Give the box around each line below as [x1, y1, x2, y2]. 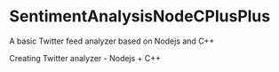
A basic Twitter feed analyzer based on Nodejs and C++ [9, 36, 215, 46]
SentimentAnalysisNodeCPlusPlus [9, 6, 271, 27]
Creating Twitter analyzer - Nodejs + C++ [9, 52, 162, 63]
